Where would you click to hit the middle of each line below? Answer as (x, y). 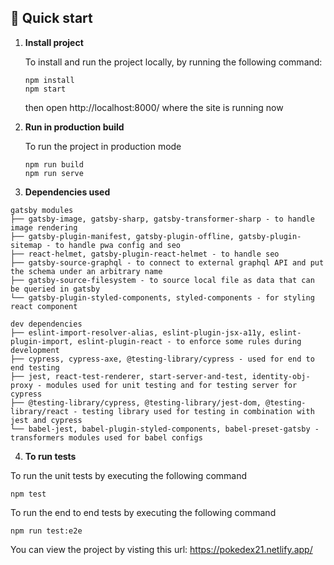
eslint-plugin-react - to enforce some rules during (189, 341)
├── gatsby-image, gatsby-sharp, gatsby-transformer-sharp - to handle (162, 219)
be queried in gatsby (55, 289)
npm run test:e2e (46, 531)
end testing (35, 367)
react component (44, 306)
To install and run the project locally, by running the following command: (173, 62)
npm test (28, 494)
